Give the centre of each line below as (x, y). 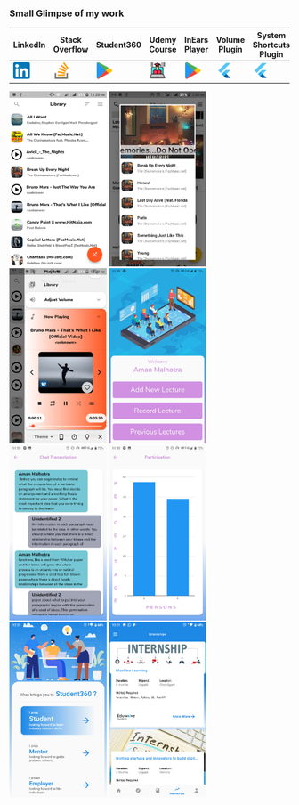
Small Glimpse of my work (67, 13)
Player (196, 49)
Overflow (71, 49)
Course (163, 49)
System (271, 35)
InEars (196, 40)
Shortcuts (271, 45)
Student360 (119, 45)
